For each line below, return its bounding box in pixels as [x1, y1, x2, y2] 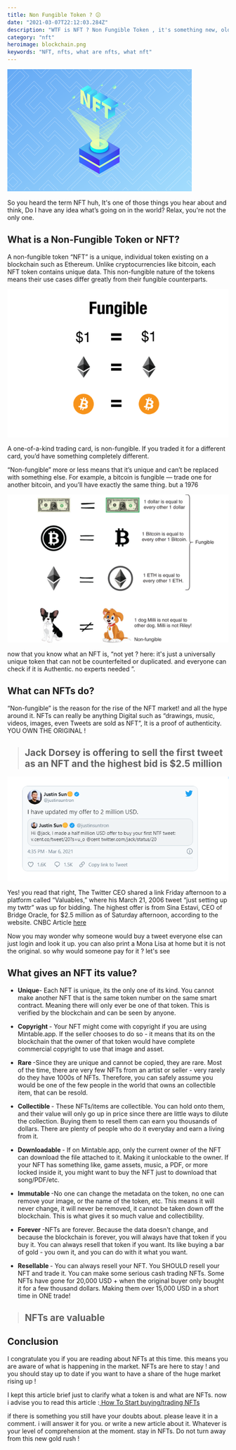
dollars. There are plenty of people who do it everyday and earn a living [17, 1124, 225, 1133]
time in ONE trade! [17, 1291, 71, 1300]
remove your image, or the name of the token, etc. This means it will [17, 1196, 215, 1205]
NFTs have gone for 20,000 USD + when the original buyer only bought [17, 1277, 225, 1285]
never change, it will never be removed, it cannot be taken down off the [17, 1204, 225, 1212]
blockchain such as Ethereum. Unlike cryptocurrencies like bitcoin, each [7, 260, 216, 268]
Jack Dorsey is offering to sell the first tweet [24, 747, 223, 759]
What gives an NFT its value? [7, 967, 138, 980]
